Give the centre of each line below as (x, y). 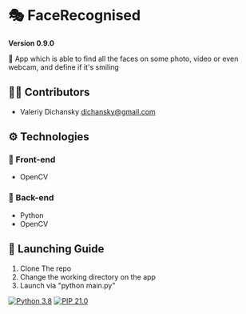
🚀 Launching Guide (56, 249)
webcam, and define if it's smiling (64, 67)
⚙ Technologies (49, 137)
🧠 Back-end (31, 198)
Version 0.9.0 (31, 43)
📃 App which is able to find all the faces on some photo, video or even (123, 58)
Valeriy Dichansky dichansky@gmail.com (87, 111)
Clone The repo (46, 268)
